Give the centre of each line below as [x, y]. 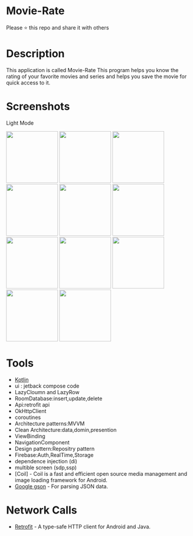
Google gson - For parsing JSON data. [61, 486]
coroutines [28, 417]
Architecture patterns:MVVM [50, 423]
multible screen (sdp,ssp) [45, 467]
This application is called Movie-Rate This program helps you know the [92, 70]
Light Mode [20, 123]
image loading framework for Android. [61, 480]
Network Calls [42, 510]
